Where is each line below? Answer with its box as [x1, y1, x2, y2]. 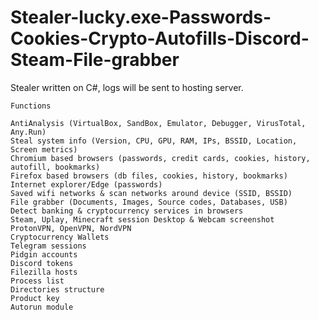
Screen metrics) [10, 144, 78, 155]
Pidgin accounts [10, 249, 78, 260]
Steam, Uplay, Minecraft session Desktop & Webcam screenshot [10, 214, 275, 225]
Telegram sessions [10, 241, 87, 251]
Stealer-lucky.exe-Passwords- [10, 6, 272, 29]
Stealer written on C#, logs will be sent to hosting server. [10, 81, 244, 93]
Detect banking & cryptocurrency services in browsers [10, 206, 244, 216]
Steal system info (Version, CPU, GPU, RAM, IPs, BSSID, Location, [10, 136, 298, 146]
